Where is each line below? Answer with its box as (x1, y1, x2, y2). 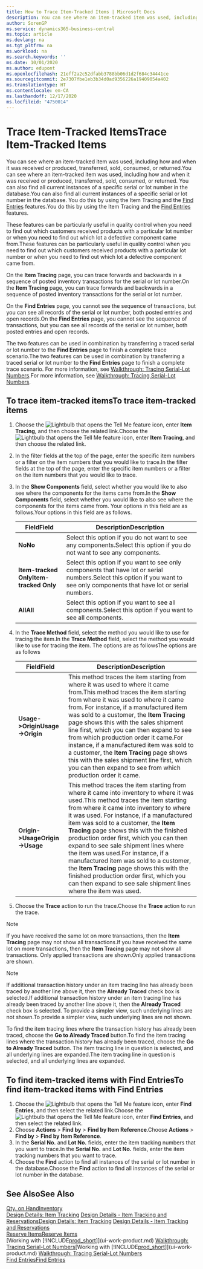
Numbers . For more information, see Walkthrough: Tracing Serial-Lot (6, 371, 176, 379)
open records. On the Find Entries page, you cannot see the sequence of (6, 315, 187, 322)
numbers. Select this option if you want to (66, 573, 183, 582)
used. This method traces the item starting (68, 796, 187, 804)
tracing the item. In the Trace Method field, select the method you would (14, 636, 195, 643)
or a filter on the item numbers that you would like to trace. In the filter (14, 458, 188, 466)
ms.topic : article (6, 31, 53, 38)
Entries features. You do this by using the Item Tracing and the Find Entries (6, 203, 191, 210)
